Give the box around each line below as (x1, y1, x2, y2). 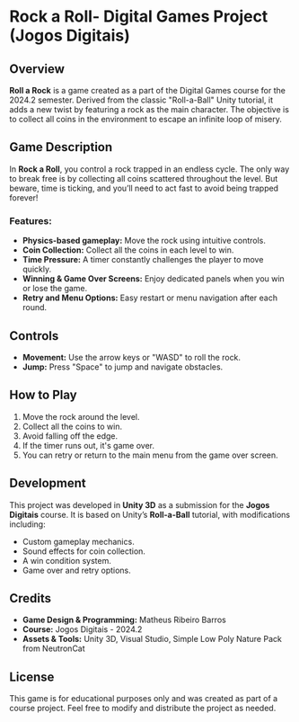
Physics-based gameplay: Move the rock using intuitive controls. (22, 236, 267, 246)
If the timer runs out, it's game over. (22, 440, 155, 450)
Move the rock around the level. (22, 411, 141, 422)
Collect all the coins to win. (22, 421, 123, 432)
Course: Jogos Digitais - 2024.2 (22, 624, 143, 635)
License (9, 669, 55, 684)
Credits (9, 591, 52, 606)
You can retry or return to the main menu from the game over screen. (22, 450, 278, 460)
